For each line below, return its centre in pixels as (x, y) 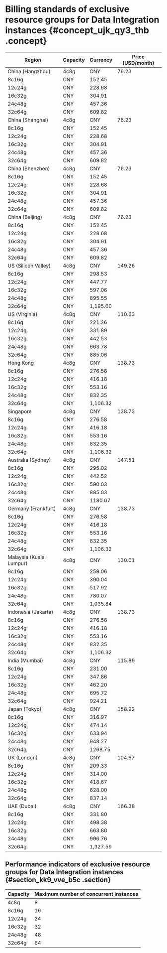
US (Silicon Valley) (29, 266)
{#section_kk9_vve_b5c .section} (58, 880)
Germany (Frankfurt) (32, 508)
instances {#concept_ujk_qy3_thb (77, 30)
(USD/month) (138, 63)
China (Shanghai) (28, 120)
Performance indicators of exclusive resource (78, 865)
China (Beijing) (25, 217)
